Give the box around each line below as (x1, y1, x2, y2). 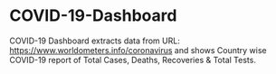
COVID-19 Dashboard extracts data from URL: (9, 35, 181, 46)
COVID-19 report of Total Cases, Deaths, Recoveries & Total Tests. (9, 54, 256, 65)
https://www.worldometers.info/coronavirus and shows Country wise (9, 44, 267, 55)
